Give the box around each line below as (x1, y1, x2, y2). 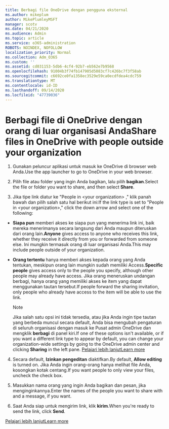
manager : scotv (5, 21, 37, 27)
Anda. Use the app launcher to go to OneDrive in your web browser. (12, 169, 153, 175)
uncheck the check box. (12, 373, 63, 379)
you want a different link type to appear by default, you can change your (12, 336, 163, 342)
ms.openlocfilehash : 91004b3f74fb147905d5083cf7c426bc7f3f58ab (5, 69, 142, 74)
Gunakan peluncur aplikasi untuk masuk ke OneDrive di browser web (12, 163, 157, 170)
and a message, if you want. (12, 393, 72, 399)
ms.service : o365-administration (5, 41, 76, 46)
